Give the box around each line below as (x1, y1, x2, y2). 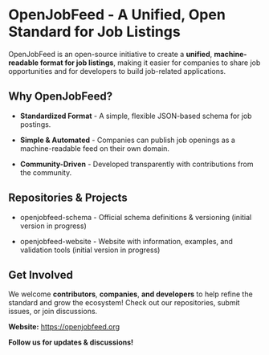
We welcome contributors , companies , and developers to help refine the (8, 289, 253, 299)
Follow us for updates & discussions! (8, 337, 134, 347)
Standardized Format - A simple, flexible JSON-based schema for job (19, 111, 252, 120)
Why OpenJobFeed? (8, 90, 113, 104)
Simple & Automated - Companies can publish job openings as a (19, 135, 235, 145)
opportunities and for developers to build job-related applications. (8, 66, 226, 75)
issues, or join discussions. (8, 307, 98, 316)
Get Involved (8, 267, 74, 282)
